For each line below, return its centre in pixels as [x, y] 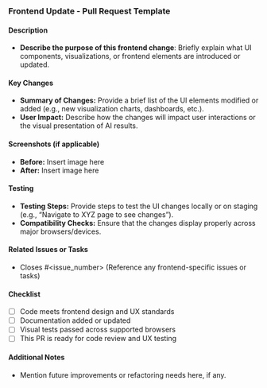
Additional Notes [37, 357]
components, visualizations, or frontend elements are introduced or [130, 56]
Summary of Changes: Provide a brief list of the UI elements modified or [139, 100]
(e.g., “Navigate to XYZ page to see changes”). [97, 214]
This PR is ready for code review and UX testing [98, 339]
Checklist [25, 294]
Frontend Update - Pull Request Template [89, 11]
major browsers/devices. [60, 231]
